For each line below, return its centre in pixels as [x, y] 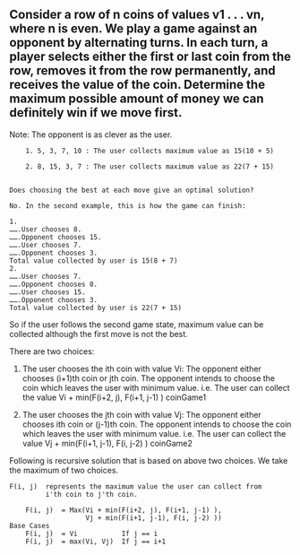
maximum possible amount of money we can [137, 99]
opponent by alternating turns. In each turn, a [139, 43]
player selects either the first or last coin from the [150, 57]
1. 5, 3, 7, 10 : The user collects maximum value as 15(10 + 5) [150, 151]
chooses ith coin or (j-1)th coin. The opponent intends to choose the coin [157, 424]
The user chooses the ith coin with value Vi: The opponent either [141, 369]
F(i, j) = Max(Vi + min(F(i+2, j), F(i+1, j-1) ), [124, 510]
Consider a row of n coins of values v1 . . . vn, [137, 15]
